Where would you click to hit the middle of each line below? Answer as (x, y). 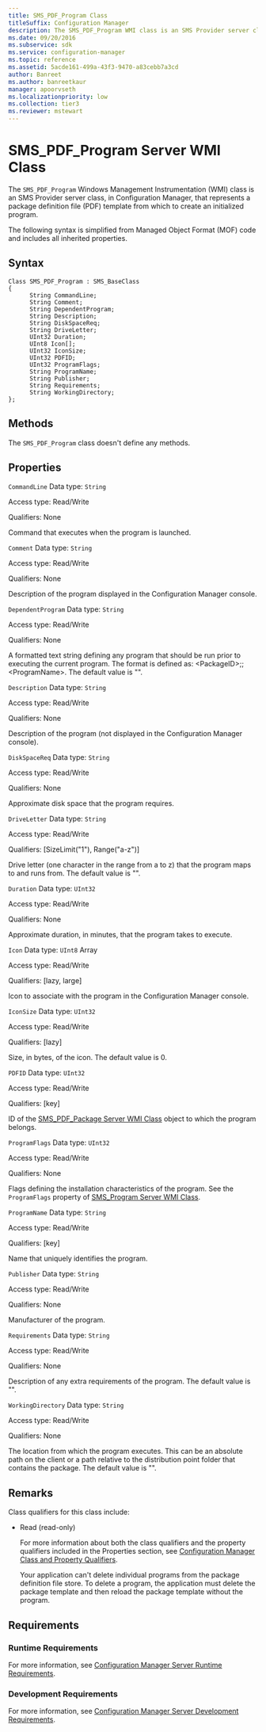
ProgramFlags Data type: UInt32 (59, 1143)
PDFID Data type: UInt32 (47, 1073)
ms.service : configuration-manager (67, 52)
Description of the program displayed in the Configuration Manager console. (133, 594)
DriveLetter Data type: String (57, 819)
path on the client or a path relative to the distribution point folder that (122, 1459)
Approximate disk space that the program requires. (91, 803)
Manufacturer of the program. (57, 1320)
